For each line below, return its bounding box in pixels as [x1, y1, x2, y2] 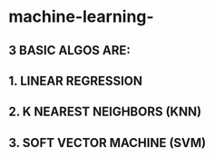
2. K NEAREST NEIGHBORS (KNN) [8, 104, 201, 120]
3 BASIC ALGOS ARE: [8, 43, 131, 58]
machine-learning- [8, 6, 155, 27]
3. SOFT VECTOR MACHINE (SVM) [8, 134, 207, 151]
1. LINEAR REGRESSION [8, 73, 142, 88]
